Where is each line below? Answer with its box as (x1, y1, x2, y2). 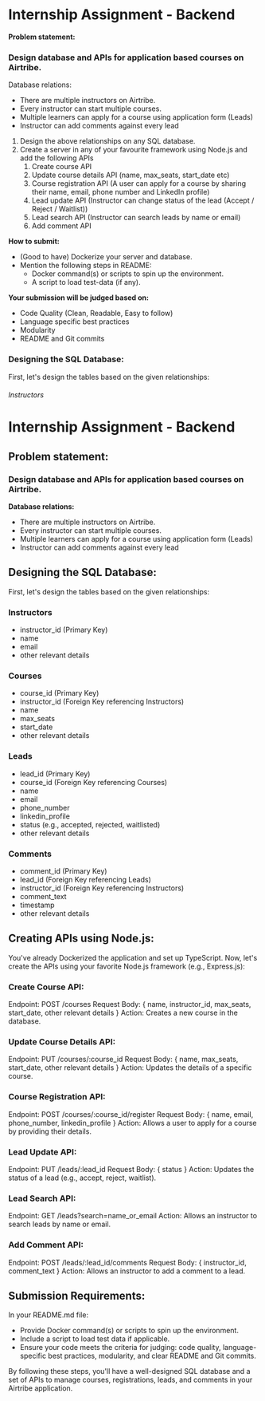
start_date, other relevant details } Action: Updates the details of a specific (8, 1063, 252, 1072)
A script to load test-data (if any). (31, 278, 141, 287)
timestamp (19, 900, 55, 910)
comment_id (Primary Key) (19, 866, 107, 875)
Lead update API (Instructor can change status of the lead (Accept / (31, 195, 255, 205)
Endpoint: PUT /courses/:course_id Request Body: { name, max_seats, (8, 1055, 239, 1064)
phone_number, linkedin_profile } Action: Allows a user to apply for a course (8, 1118, 257, 1127)
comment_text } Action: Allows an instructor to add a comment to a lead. (8, 1266, 245, 1276)
